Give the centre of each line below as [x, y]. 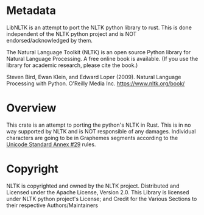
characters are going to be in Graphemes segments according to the [92, 138]
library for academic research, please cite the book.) [72, 65]
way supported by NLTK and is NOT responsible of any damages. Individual [101, 131]
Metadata [31, 11]
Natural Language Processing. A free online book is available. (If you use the [102, 58]
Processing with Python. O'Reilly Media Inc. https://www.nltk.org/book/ [96, 83]
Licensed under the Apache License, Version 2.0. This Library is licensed [98, 192]
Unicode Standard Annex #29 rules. [51, 144]
